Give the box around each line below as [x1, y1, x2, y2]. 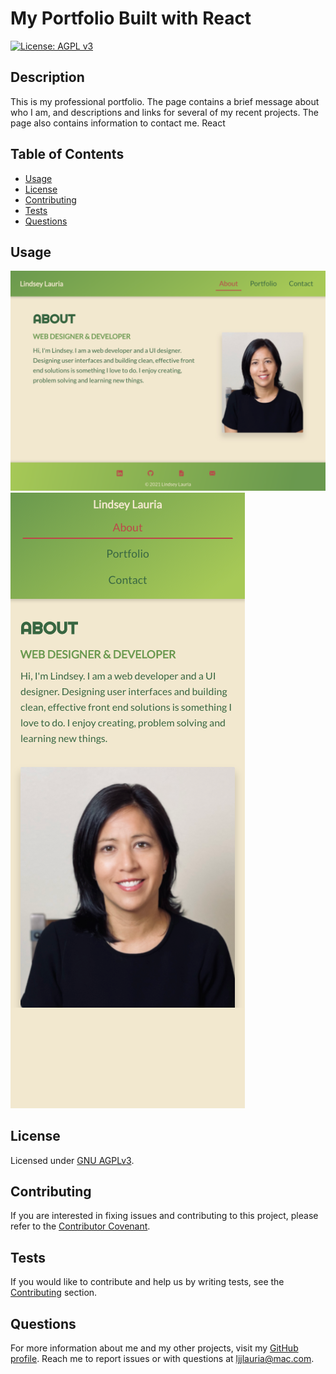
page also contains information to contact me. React [10, 117, 226, 129]
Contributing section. [10, 1287, 98, 1299]
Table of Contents [10, 146, 125, 163]
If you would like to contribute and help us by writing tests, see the [10, 1276, 285, 1288]
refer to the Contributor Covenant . [10, 1220, 151, 1232]
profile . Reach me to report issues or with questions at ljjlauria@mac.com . [10, 1353, 315, 1365]
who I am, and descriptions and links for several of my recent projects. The [10, 106, 319, 118]
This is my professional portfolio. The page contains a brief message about [10, 95, 320, 107]
